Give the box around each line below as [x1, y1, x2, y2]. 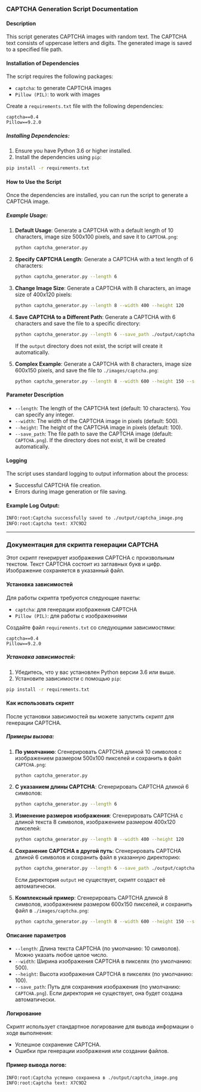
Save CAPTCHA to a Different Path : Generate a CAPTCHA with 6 [14, 313, 176, 320]
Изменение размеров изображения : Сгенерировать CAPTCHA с [14, 812, 184, 819]
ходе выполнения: [6, 1030, 53, 1037]
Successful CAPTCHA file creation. [14, 482, 102, 489]
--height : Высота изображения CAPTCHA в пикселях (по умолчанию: [14, 971, 193, 978]
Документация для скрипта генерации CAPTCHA [6, 541, 159, 548]
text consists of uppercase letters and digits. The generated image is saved [6, 40, 192, 47]
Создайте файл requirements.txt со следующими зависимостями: [6, 623, 176, 631]
